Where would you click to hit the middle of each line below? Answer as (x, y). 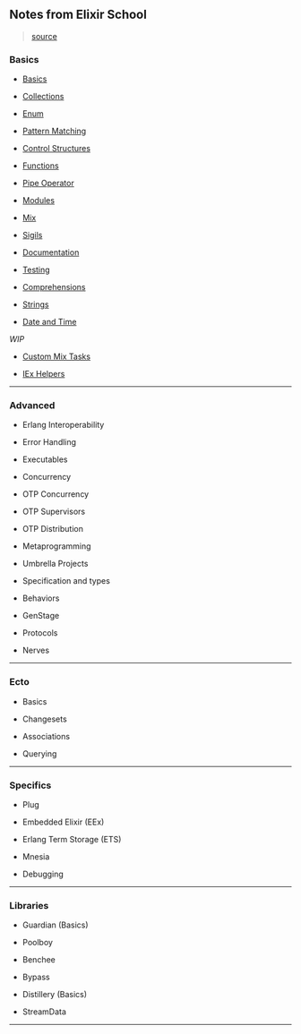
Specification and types (66, 581)
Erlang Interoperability (63, 425)
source (44, 36)
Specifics (30, 785)
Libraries (29, 905)
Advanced (32, 406)
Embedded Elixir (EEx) (63, 822)
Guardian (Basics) (55, 925)
